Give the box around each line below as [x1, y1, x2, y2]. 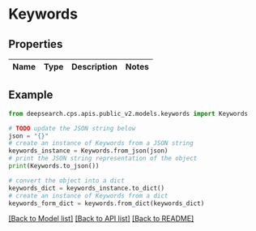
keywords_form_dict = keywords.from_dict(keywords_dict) [8, 199, 205, 207]
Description [71, 62, 117, 72]
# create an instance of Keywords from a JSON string [8, 139, 194, 148]
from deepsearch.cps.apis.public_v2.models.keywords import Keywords [8, 109, 249, 118]
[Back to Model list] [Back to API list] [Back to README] [8, 214, 194, 224]
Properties [8, 37, 63, 51]
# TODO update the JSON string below [8, 124, 136, 132]
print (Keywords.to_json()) [8, 162, 100, 170]
